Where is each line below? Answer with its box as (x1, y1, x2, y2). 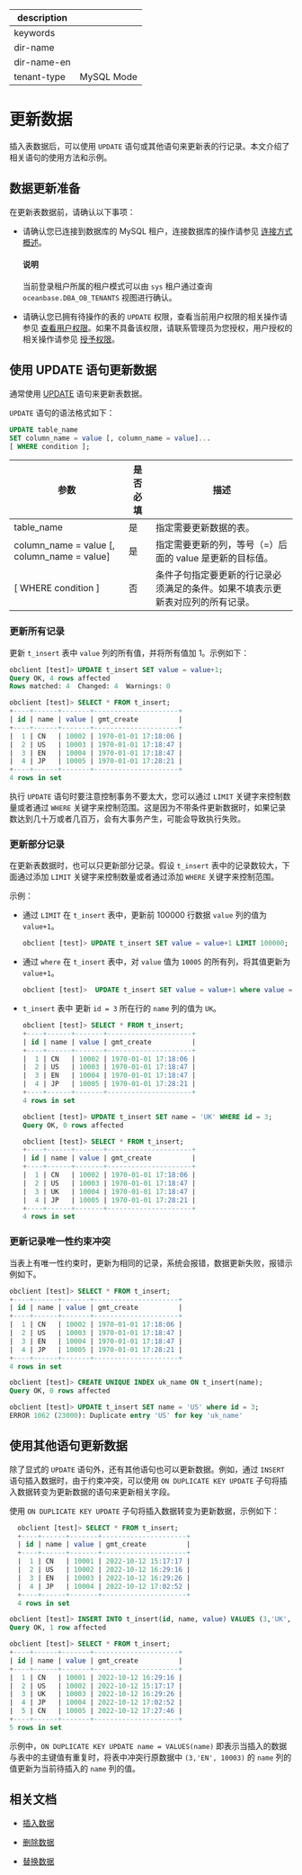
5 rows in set (9, 1723, 63, 1732)
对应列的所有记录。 (173, 596, 255, 608)
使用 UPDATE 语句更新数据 (9, 363, 157, 378)
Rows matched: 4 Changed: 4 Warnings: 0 (9, 682, 171, 691)
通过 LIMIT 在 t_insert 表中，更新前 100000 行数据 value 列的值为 (22, 910, 268, 920)
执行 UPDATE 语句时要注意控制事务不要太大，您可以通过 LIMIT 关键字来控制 (9, 791, 283, 802)
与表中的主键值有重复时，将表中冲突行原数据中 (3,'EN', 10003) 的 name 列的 (9, 1752, 292, 1763)
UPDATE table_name (9, 425, 78, 435)
